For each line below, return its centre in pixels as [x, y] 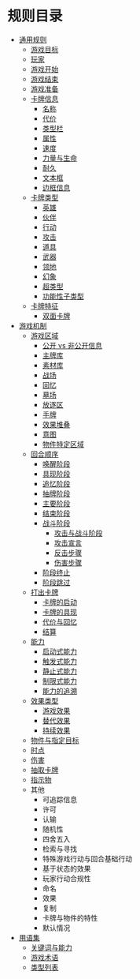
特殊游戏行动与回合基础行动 [87, 858]
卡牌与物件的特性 [70, 917]
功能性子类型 [63, 296]
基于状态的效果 [66, 868]
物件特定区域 [63, 444]
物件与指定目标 [55, 740]
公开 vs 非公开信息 [72, 345]
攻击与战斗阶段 [78, 533]
